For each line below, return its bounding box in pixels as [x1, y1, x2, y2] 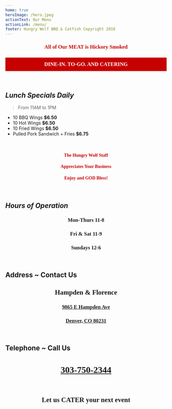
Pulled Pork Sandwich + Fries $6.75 [12, 131, 89, 137]
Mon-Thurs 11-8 [67, 217, 105, 223]
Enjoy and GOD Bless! [64, 175, 108, 181]
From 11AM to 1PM [17, 105, 56, 111]
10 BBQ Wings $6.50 [12, 114, 57, 121]
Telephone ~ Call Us [5, 344, 71, 353]
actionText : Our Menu [5, 17, 52, 22]
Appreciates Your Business [60, 164, 112, 169]
